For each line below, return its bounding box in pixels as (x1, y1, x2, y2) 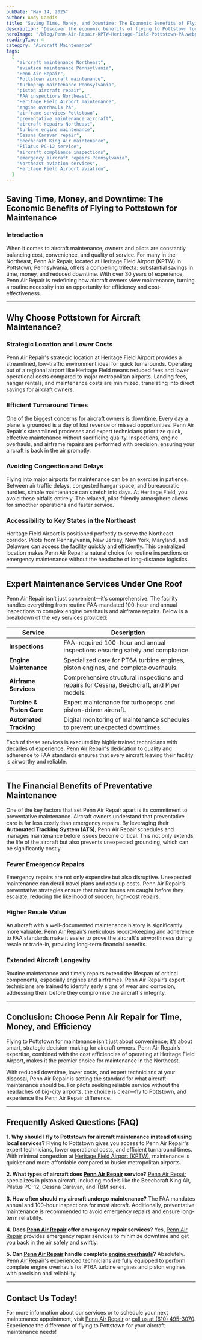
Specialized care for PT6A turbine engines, (63, 656, 185, 665)
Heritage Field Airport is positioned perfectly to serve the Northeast (6, 530, 174, 537)
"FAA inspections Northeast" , (17, 93, 93, 99)
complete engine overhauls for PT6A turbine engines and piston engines (6, 1263, 186, 1271)
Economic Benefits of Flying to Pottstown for (6, 203, 177, 214)
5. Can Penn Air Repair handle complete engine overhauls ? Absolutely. (6, 1251, 185, 1258)
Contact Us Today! (6, 1293, 78, 1303)
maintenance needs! (6, 1329, 57, 1336)
